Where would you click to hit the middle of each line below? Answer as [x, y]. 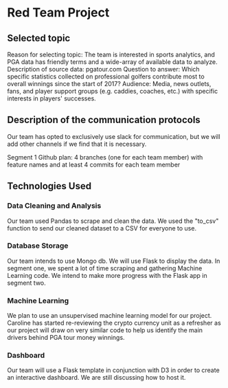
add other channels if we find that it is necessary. [77, 144]
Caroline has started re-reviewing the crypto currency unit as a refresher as [114, 323]
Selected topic [39, 38]
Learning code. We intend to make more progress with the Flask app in [107, 275]
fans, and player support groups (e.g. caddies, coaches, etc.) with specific [113, 91]
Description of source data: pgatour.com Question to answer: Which [104, 69]
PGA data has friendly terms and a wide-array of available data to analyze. [112, 62]
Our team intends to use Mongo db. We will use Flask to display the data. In [114, 261]
